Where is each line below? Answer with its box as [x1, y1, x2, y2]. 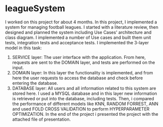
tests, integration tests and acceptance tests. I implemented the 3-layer [5, 39, 149, 45]
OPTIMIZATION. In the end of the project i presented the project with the [12, 111, 159, 117]
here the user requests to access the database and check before [12, 75, 143, 81]
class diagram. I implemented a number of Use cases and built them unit [5, 35, 151, 40]
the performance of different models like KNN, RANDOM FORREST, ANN [12, 101, 159, 107]
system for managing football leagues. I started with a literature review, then [5, 24, 159, 30]
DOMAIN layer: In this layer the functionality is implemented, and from [12, 70, 153, 75]
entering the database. [12, 80, 58, 86]
